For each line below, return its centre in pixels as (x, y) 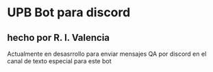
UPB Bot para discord (69, 13)
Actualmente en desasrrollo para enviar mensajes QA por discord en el (107, 54)
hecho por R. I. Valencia (59, 38)
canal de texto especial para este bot (59, 61)
